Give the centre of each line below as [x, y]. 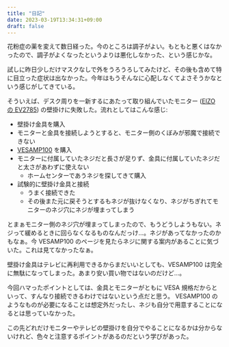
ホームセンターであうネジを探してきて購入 [87, 176]
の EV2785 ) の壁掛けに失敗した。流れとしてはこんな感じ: [87, 110]
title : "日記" [26, 13]
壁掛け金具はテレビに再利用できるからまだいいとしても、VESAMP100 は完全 [115, 265]
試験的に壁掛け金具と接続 [53, 184]
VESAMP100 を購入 [44, 150]
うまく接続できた [51, 193]
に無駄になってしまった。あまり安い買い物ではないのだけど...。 [96, 273]
